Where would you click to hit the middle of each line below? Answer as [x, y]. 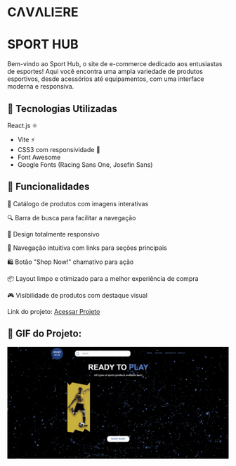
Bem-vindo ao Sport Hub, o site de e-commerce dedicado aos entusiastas [115, 64]
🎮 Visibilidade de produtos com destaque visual [77, 295]
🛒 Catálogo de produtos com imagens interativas [78, 203]
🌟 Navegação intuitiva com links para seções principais [87, 248]
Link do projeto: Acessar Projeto [54, 311]
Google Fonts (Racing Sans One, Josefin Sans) [85, 164]
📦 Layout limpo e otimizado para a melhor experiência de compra [103, 278]
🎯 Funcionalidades [48, 187]
